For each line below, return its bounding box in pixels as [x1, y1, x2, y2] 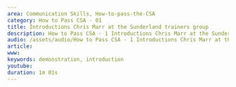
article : [7, 43, 33, 50]
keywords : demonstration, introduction [7, 56, 124, 63]
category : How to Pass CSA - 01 [7, 17, 102, 24]
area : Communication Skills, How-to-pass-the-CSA [7, 10, 156, 18]
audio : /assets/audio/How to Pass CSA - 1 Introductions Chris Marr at [7, 36, 221, 43]
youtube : [7, 62, 33, 69]
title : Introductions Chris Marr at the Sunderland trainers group [7, 23, 209, 30]
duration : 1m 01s [7, 69, 58, 76]
